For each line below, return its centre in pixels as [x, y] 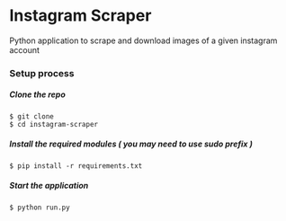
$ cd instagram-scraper [54, 124]
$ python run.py [40, 208]
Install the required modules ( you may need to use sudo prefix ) [131, 144]
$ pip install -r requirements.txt [76, 166]
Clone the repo [37, 94]
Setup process [42, 73]
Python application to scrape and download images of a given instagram [143, 40]
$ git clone [31, 116]
